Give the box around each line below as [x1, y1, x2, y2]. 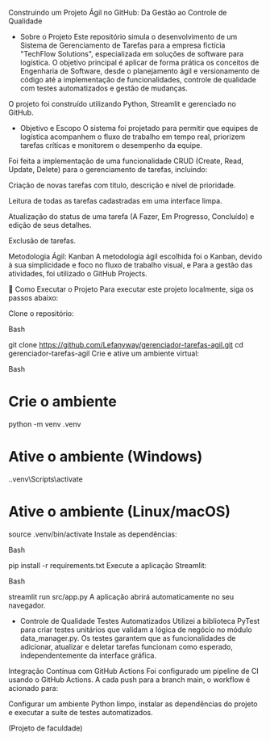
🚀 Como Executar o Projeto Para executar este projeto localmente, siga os [8, 284, 254, 294]
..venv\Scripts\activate [8, 474, 83, 484]
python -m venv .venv [8, 419, 81, 428]
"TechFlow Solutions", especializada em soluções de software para [19, 49, 244, 58]
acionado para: [8, 683, 59, 693]
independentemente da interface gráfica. [19, 650, 157, 660]
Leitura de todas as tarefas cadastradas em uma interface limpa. [8, 196, 223, 205]
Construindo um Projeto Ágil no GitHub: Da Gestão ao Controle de [8, 8, 227, 17]
